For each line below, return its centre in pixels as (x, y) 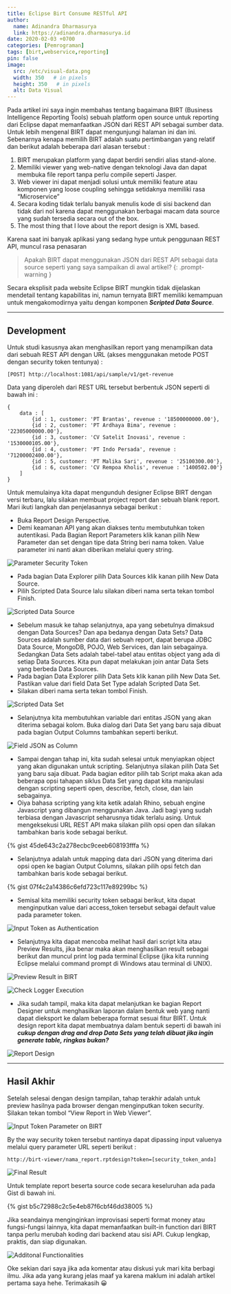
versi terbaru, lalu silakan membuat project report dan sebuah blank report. (113, 500)
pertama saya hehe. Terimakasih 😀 (57, 1283)
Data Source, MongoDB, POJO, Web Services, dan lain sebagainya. (112, 647)
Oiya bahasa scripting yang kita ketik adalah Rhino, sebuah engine (111, 803)
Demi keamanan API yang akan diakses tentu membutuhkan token (111, 527)
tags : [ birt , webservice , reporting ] (58, 52)
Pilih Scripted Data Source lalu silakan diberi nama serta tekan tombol (115, 590)
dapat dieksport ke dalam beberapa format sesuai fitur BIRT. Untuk (112, 1018)
